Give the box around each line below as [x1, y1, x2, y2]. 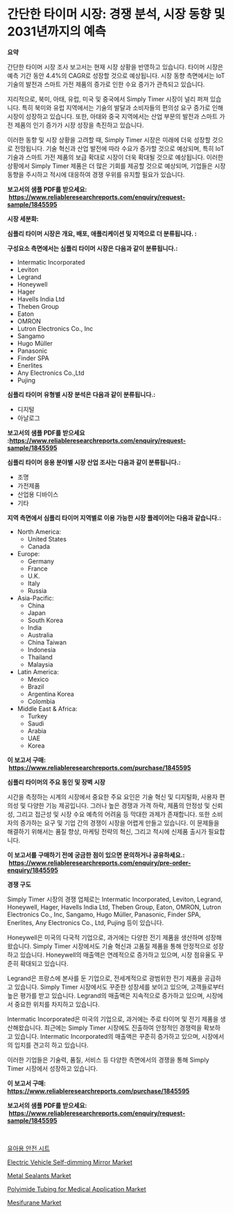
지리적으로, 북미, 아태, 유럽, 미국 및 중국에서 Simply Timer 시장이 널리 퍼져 [7, 94, 209, 103]
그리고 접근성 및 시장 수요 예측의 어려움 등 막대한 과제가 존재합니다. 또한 [16, 810, 210, 818]
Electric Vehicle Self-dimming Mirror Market [7, 1157, 133, 1166]
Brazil [27, 682, 44, 691]
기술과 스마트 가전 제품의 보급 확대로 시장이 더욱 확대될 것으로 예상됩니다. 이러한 [7, 153, 224, 161]
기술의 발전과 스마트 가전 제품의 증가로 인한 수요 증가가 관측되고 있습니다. [7, 80, 205, 88]
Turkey [27, 712, 48, 720]
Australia [27, 630, 53, 639]
